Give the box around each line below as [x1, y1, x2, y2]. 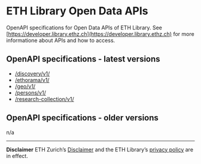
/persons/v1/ [14, 89, 46, 96]
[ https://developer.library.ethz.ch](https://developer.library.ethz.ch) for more [6, 30, 194, 37]
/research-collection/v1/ [14, 95, 74, 102]
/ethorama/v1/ [14, 76, 50, 83]
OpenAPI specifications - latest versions [6, 54, 160, 64]
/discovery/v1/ [14, 70, 50, 77]
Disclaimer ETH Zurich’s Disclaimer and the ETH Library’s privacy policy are [6, 145, 193, 153]
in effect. [6, 152, 28, 159]
